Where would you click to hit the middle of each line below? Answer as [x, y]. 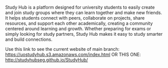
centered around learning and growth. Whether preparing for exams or [78, 29]
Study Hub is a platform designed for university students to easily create [80, 7]
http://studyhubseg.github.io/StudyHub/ [47, 60]
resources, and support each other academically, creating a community [79, 23]
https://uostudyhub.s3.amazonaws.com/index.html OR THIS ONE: [73, 54]
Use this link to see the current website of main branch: [62, 49]
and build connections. [29, 39]
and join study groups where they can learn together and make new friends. [83, 13]
